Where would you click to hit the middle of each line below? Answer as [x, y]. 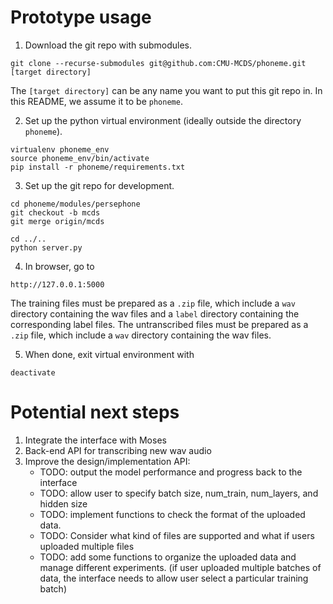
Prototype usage [81, 17]
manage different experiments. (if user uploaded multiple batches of [180, 567]
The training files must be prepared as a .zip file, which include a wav [153, 303]
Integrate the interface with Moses [95, 440]
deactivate [33, 372]
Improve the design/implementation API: [107, 461]
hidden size [63, 503]
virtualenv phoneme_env [60, 149]
